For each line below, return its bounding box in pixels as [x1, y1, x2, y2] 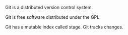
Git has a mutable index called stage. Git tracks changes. [5, 24, 123, 30]
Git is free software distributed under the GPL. [5, 14, 101, 20]
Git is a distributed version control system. [5, 5, 93, 10]
